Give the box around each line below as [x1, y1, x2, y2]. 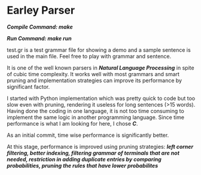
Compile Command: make [7, 23, 74, 30]
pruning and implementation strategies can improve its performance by [7, 77, 182, 84]
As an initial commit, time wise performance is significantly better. [7, 132, 169, 139]
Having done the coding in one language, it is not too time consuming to [7, 107, 184, 114]
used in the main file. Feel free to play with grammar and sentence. [7, 52, 172, 60]
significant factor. [7, 83, 50, 90]
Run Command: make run [7, 35, 72, 42]
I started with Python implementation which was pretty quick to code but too [7, 95, 196, 102]
